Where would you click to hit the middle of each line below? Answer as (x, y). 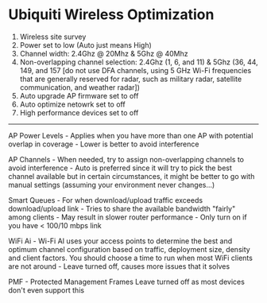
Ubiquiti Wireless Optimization (111, 15)
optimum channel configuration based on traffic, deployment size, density (129, 249)
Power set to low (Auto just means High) (86, 45)
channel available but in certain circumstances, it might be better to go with (132, 176)
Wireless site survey (53, 37)
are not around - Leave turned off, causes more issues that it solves (119, 266)
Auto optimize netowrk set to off (72, 104)
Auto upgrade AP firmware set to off (79, 95)
